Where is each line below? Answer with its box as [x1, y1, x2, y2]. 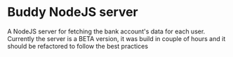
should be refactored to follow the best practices [7, 42, 149, 50]
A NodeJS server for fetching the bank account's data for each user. [7, 27, 206, 35]
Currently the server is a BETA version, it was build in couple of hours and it [7, 34, 226, 42]
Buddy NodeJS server [7, 4, 138, 20]
